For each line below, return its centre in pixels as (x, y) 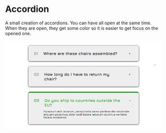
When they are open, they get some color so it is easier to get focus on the (82, 28)
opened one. (18, 33)
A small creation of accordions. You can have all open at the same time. (78, 23)
